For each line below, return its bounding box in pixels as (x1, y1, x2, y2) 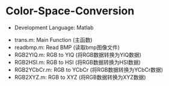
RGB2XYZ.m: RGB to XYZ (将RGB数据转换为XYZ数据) (14, 73, 146, 81)
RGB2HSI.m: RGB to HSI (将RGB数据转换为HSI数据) (14, 59, 141, 66)
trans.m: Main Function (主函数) (14, 36, 93, 43)
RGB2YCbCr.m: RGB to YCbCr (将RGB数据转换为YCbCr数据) (14, 66, 164, 73)
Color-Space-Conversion (5, 4, 135, 18)
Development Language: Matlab (14, 24, 94, 31)
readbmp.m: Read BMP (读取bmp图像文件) (14, 44, 120, 51)
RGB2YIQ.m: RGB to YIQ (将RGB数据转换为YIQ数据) (14, 51, 142, 58)
